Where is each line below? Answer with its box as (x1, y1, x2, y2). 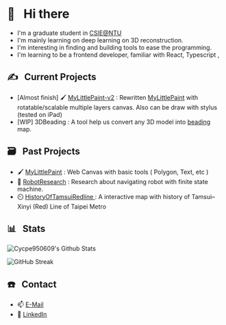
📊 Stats (7, 222, 46, 235)
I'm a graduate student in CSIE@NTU (16, 29, 122, 37)
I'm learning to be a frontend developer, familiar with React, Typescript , (16, 51, 220, 59)
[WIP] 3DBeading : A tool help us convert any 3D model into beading (16, 118, 211, 126)
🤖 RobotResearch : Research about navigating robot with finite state (16, 177, 209, 185)
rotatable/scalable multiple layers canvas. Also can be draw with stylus (16, 103, 218, 112)
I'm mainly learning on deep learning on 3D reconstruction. (16, 36, 184, 44)
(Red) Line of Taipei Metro (33, 202, 107, 211)
